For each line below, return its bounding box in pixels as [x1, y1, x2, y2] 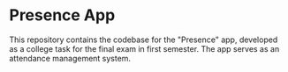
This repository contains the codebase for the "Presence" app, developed [9, 34, 278, 45]
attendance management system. [9, 53, 131, 63]
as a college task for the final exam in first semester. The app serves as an [9, 43, 280, 54]
